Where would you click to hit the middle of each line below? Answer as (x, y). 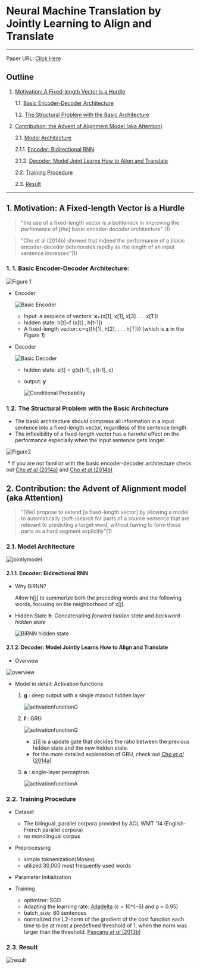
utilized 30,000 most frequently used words (77, 865)
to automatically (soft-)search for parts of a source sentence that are (105, 518)
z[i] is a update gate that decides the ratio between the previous (111, 741)
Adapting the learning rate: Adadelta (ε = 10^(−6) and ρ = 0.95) (101, 906)
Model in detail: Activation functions (59, 684)
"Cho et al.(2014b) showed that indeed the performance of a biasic (103, 240)
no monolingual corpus (52, 836)
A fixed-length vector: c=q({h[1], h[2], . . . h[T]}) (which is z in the (104, 328)
